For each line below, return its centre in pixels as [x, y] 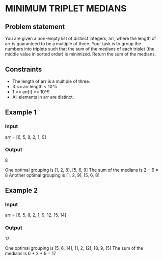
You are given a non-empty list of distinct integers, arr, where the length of [81, 38]
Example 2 [21, 191]
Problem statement [35, 27]
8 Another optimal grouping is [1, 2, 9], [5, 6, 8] [52, 175]
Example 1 [21, 113]
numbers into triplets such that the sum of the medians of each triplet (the [80, 49]
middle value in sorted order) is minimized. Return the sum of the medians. [81, 54]
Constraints [24, 69]
